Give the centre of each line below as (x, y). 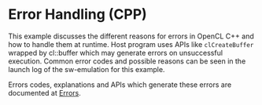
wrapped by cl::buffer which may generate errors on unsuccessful (115, 52)
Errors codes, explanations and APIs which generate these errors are (120, 85)
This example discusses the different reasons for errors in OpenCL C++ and (131, 36)
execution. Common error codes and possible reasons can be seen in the (127, 61)
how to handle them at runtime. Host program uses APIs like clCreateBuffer (131, 44)
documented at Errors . (44, 92)
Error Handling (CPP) (77, 14)
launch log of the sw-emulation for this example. (87, 69)
